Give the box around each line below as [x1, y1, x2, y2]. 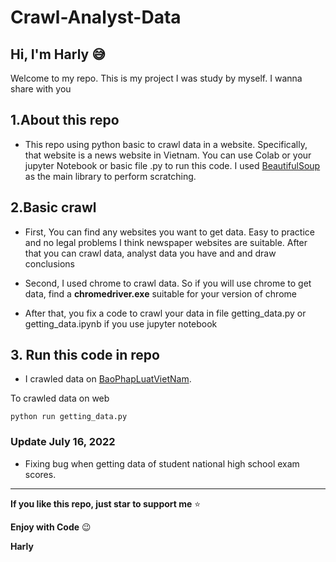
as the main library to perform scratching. [24, 170, 197, 182]
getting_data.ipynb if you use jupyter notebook [24, 317, 218, 330]
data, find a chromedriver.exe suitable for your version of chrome [24, 287, 297, 300]
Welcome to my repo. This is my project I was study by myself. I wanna [10, 72, 303, 84]
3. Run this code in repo [10, 347, 160, 364]
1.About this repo [10, 112, 120, 129]
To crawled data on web [10, 392, 110, 405]
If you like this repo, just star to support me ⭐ [10, 497, 202, 510]
